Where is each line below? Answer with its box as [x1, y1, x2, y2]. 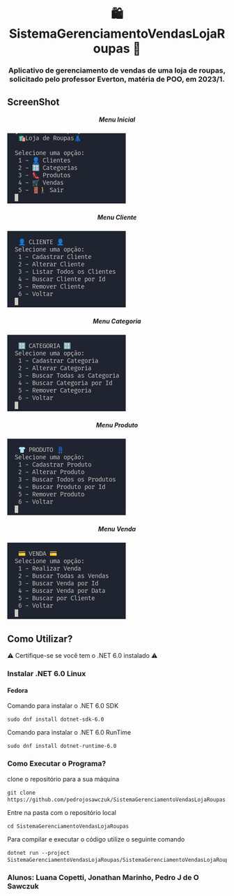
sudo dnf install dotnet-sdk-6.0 [7, 716, 104, 724]
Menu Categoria [93, 317, 141, 325]
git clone [7, 789, 36, 796]
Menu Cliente [97, 213, 137, 221]
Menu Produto [95, 421, 139, 429]
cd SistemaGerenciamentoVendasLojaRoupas [7, 823, 130, 830]
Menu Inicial [98, 115, 136, 124]
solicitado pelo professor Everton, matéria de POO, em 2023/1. [9, 75, 225, 85]
